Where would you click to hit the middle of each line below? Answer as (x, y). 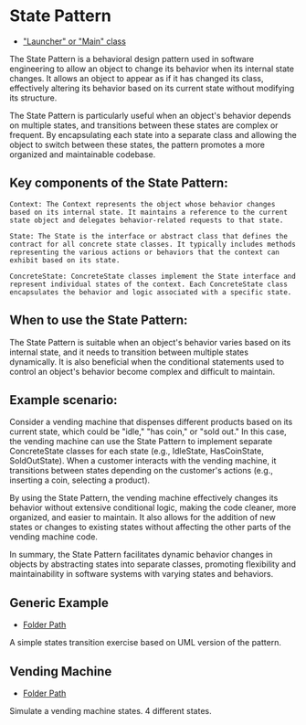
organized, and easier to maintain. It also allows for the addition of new (142, 517)
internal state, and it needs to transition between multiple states (129, 352)
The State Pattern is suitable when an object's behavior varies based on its (150, 342)
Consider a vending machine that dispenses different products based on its (151, 422)
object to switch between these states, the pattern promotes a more (137, 144)
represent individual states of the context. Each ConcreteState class (148, 284)
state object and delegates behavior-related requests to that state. (147, 220)
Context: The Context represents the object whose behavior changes (142, 204)
